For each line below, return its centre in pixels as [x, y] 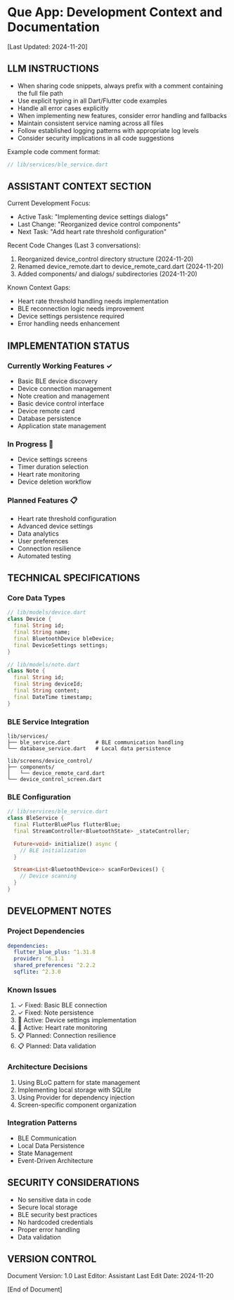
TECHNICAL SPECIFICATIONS [74, 578]
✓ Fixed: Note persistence [56, 1012]
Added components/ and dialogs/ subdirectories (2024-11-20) [108, 274]
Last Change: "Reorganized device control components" [99, 224]
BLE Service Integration [48, 721]
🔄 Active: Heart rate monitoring [62, 1028]
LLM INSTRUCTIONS [53, 69]
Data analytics [38, 533]
